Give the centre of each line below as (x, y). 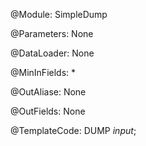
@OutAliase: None (48, 92)
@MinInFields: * (43, 72)
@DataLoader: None (52, 53)
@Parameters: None (52, 33)
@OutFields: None (48, 111)
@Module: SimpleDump (59, 14)
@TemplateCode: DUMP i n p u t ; (73, 130)
